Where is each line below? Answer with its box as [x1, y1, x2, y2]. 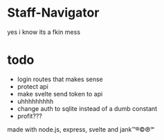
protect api [17, 82, 48, 91]
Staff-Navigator [7, 5, 100, 21]
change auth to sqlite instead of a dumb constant [17, 104, 158, 112]
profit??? [17, 112, 43, 120]
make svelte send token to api [17, 89, 103, 98]
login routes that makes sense [17, 75, 104, 83]
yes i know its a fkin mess [7, 28, 81, 36]
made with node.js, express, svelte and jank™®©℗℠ [7, 125, 154, 133]
